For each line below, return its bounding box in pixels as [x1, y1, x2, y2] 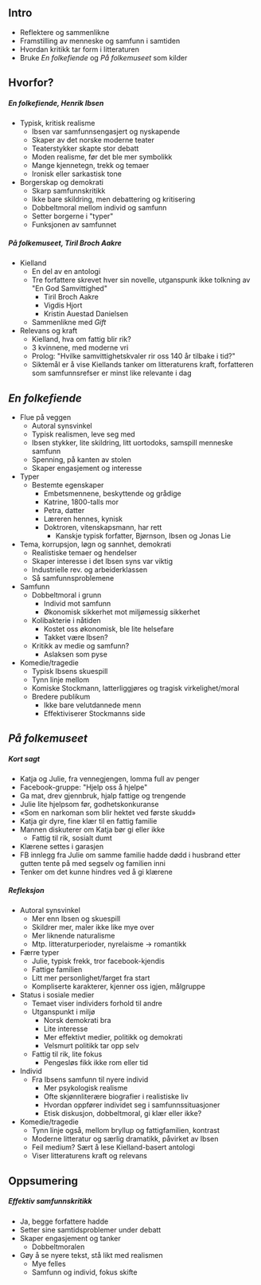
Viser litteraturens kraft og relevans [31, 1151, 147, 1161]
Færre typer [19, 948, 60, 958]
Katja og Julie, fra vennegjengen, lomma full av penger [19, 774, 200, 784]
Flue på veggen [19, 412, 72, 421]
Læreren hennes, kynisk [43, 514, 123, 523]
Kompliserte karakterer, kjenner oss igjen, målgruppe [31, 981, 205, 991]
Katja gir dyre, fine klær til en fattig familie [19, 817, 158, 826]
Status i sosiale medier [19, 990, 95, 1000]
